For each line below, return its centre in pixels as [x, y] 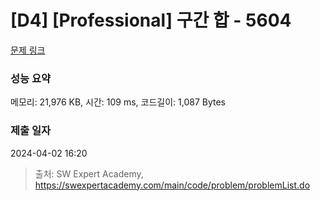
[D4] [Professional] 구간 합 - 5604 [151, 20]
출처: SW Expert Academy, [89, 173]
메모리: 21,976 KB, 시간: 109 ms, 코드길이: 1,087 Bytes [118, 102]
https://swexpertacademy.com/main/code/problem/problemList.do [172, 185]
